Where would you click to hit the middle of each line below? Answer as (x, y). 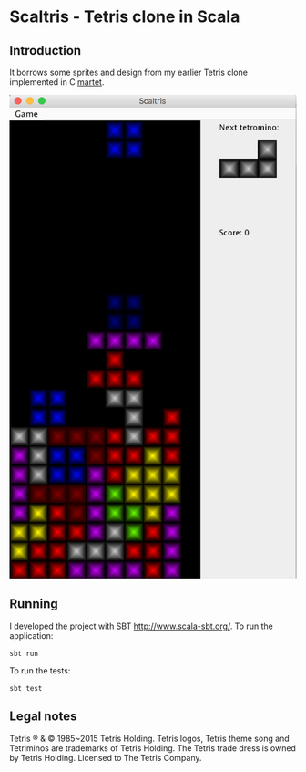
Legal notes (43, 717)
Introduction (46, 51)
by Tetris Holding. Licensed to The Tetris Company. (106, 757)
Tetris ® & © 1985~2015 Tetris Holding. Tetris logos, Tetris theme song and (149, 738)
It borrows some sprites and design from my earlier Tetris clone (129, 72)
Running (34, 604)
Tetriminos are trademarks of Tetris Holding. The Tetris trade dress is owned (153, 748)
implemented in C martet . (57, 82)
